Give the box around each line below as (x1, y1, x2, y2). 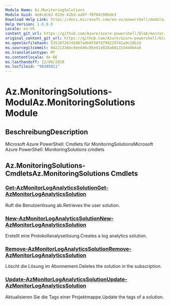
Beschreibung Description (5, 127, 89, 136)
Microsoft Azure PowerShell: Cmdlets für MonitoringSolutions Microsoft (5, 141, 153, 147)
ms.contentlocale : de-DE (5, 54, 58, 60)
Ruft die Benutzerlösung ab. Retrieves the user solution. (5, 202, 120, 208)
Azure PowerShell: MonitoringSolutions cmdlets (5, 147, 105, 153)
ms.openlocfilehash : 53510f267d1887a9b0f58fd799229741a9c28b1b (5, 41, 142, 46)
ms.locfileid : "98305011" (5, 64, 60, 69)
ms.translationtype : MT (5, 50, 56, 55)
